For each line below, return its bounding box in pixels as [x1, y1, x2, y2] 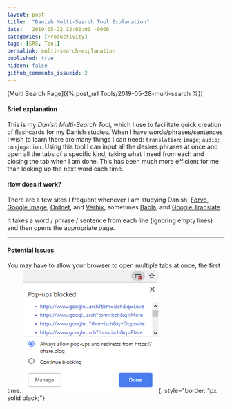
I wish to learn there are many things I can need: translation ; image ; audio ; [7, 135, 220, 143]
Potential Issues [7, 246, 55, 254]
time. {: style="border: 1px [7, 387, 217, 395]
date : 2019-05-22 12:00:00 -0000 [7, 26, 110, 32]
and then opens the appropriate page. [7, 224, 115, 232]
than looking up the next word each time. [7, 164, 124, 173]
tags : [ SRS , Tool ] [7, 40, 60, 48]
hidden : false [7, 62, 48, 69]
